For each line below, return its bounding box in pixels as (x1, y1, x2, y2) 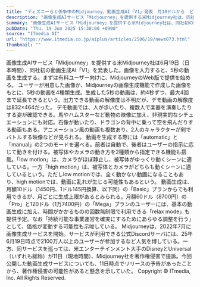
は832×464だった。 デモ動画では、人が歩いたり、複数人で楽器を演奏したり (6, 104, 192, 111)
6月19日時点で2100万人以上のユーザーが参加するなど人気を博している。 (6, 238, 183, 245)
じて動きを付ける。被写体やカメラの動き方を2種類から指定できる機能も (6, 148, 182, 155)
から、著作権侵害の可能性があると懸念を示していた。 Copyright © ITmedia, (6, 267, 191, 274)
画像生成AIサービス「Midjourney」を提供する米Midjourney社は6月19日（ (6, 59, 185, 66)
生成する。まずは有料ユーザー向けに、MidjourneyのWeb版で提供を (16, 74, 180, 81)
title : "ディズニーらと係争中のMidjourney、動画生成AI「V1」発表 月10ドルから (6, 8, 186, 15)
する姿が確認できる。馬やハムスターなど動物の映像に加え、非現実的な (6, 111, 179, 118)
